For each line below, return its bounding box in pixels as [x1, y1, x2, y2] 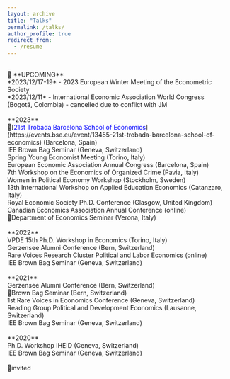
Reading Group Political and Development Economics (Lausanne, [7, 304, 197, 312]
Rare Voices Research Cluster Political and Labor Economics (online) [7, 251, 207, 259]
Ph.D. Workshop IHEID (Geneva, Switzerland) [7, 341, 139, 349]
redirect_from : [7, 37, 52, 44]
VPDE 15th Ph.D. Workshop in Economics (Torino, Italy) [7, 236, 168, 244]
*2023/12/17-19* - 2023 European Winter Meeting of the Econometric [7, 78, 212, 86]
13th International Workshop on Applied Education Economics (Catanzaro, [7, 183, 223, 191]
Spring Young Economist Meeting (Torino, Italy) [7, 153, 146, 162]
